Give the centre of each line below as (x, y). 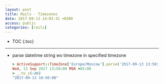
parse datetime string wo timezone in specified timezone (69, 55)
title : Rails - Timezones (31, 14)
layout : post (18, 9)
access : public (20, 23)
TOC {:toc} (23, 41)
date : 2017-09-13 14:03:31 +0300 (39, 18)
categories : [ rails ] (26, 28)
